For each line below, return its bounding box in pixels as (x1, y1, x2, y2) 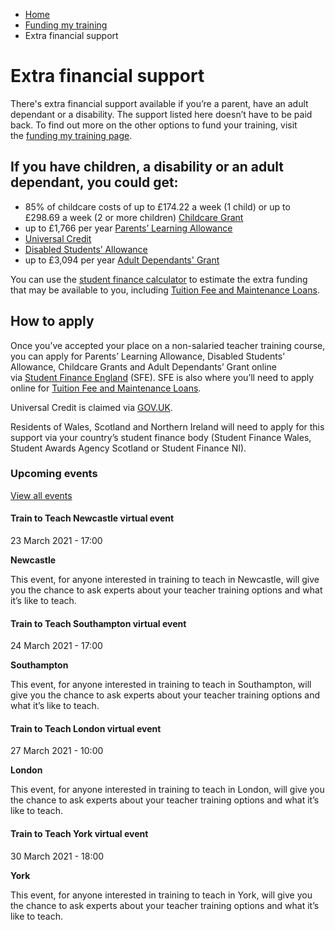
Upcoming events (10, 467, 98, 481)
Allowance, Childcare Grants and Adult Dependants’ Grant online (10, 360, 277, 373)
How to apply (10, 313, 95, 330)
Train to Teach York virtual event (10, 828, 149, 840)
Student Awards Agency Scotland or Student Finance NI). (10, 442, 247, 454)
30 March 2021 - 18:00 (10, 850, 105, 862)
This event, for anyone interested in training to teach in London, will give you (10, 784, 325, 796)
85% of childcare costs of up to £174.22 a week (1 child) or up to (24, 200, 291, 213)
